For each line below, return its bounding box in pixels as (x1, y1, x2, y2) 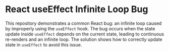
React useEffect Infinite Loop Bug (5, 4, 148, 15)
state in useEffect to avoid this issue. (5, 41, 82, 47)
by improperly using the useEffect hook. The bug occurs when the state (5, 25, 155, 31)
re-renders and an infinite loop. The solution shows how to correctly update (5, 36, 162, 42)
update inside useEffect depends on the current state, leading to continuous (5, 31, 164, 37)
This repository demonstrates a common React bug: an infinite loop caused (5, 20, 162, 26)
